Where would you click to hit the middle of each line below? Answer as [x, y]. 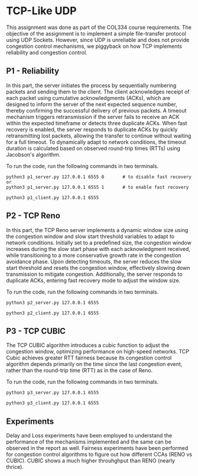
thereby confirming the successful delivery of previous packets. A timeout [96, 110]
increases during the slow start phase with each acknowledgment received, [98, 249]
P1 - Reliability [33, 71]
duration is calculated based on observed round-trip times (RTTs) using [93, 148]
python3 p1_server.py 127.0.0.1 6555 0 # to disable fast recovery [99, 177]
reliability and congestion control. [47, 52]
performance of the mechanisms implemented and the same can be [89, 442]
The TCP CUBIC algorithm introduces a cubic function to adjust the [88, 345]
